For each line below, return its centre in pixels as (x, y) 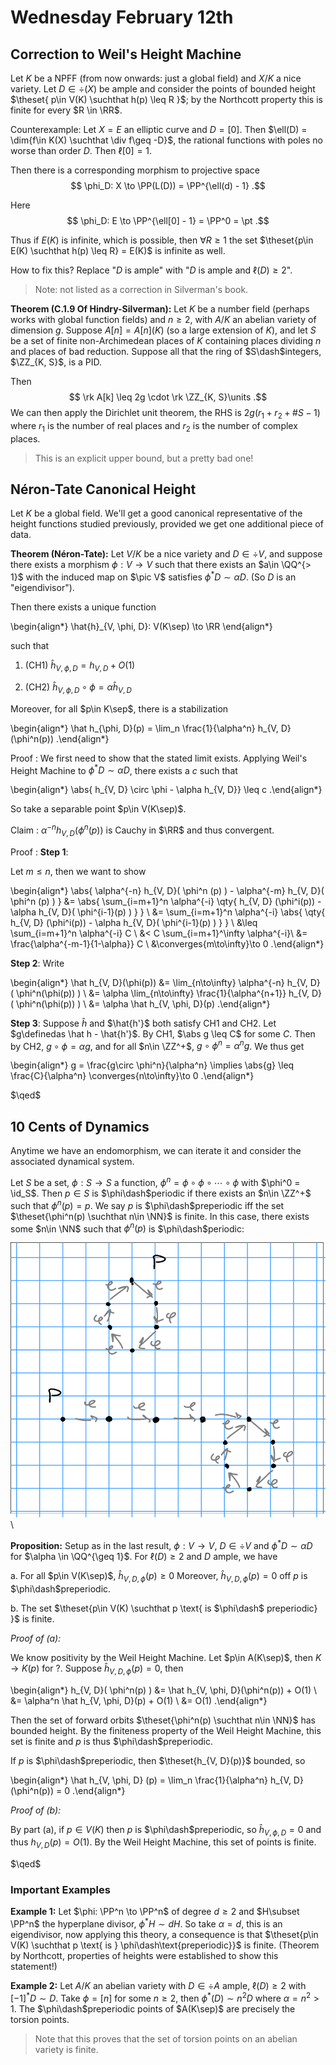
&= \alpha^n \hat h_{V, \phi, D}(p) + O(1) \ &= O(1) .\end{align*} (139, 1700)
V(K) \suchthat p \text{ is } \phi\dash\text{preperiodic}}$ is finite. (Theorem (165, 1945)
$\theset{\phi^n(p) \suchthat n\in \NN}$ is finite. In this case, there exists (160, 1216)
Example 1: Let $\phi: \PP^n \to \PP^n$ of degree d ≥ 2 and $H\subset (155, 1912)
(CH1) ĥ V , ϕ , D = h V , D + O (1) (80, 666)
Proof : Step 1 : (39, 852)
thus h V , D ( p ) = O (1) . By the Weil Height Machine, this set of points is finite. (163, 1843)
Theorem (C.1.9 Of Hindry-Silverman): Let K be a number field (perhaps (160, 309)
